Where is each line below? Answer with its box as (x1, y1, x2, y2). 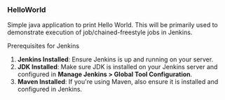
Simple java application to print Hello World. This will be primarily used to (7, 21, 219, 29)
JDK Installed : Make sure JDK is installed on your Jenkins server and (17, 63, 218, 71)
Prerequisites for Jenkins (7, 42, 79, 50)
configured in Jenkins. (17, 85, 83, 94)
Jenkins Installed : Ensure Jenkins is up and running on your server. (17, 55, 214, 64)
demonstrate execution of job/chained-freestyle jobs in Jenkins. (7, 28, 193, 36)
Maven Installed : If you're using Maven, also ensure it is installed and (17, 78, 219, 86)
